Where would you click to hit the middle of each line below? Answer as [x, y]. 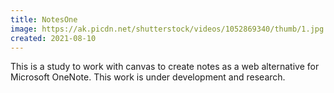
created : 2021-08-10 [53, 38]
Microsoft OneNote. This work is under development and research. [148, 77]
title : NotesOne [44, 19]
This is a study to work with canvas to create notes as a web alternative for [165, 67]
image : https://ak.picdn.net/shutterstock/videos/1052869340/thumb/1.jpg [167, 29]
